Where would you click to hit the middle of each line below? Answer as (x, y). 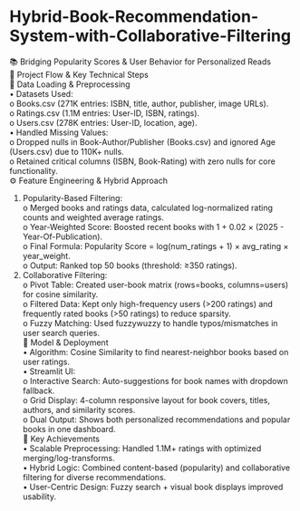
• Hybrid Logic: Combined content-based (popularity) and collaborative (156, 468)
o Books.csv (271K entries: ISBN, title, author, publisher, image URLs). (139, 103)
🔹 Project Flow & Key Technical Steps (79, 74)
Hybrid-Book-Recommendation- (134, 17)
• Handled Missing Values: (59, 132)
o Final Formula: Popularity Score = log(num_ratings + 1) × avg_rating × (155, 246)
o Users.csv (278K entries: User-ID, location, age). (103, 122)
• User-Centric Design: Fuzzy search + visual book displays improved (153, 487)
